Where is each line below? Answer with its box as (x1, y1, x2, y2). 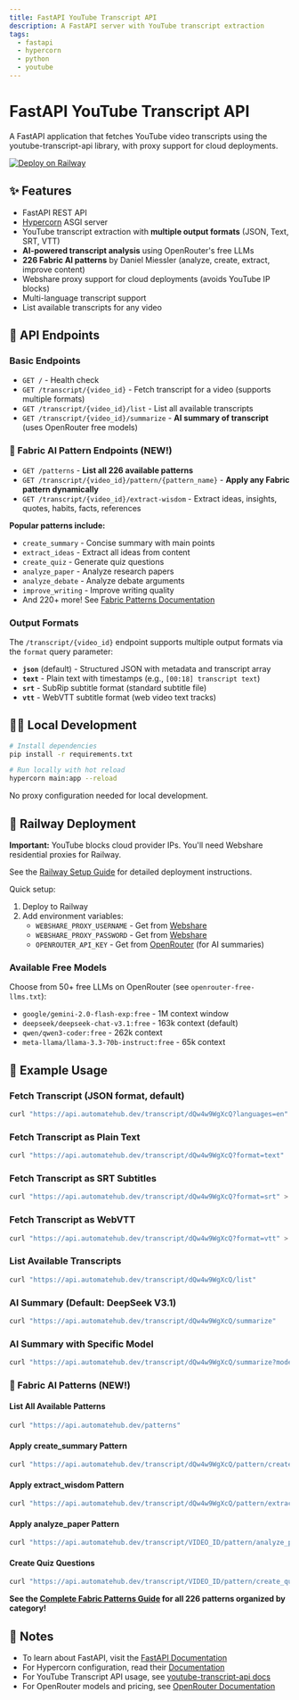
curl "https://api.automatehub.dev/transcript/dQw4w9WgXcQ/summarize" (9, 1316, 277, 1325)
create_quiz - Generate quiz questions (21, 556, 165, 567)
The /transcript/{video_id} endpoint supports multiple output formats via (9, 636, 283, 647)
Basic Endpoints (9, 354, 81, 367)
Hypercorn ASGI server (21, 216, 109, 228)
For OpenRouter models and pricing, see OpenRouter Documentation (21, 1681, 276, 1692)
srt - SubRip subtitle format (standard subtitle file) (21, 682, 207, 692)
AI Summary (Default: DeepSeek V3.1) (9, 1296, 176, 1308)
